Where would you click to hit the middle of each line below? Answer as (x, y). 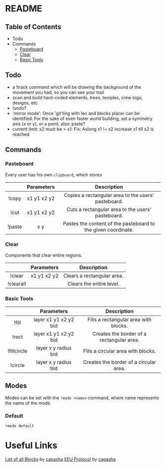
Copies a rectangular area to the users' (109, 195)
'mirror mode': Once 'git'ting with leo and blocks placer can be (76, 113)
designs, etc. (25, 103)
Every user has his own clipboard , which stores (54, 175)
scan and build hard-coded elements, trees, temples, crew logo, (78, 97)
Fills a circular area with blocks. (120, 351)
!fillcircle (18, 351)
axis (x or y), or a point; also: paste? (49, 123)
